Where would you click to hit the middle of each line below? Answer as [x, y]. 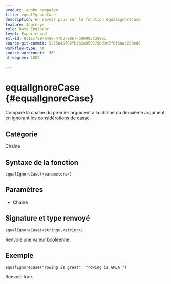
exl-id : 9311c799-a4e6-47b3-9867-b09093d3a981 [56, 39]
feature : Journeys [25, 24]
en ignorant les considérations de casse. [48, 118]
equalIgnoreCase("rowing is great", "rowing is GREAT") [66, 267]
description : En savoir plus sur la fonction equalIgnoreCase [73, 19]
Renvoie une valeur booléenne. [38, 239]
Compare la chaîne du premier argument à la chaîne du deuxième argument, [86, 113]
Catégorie [22, 134]
